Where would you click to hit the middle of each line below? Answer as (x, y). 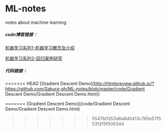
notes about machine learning (36, 22)
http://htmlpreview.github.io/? (124, 83)
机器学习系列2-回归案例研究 (34, 58)
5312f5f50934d (108, 124)
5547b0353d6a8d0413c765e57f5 (127, 118)
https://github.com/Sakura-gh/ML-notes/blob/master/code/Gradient (75, 89)
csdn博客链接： (21, 34)
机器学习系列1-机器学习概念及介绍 (40, 48)
